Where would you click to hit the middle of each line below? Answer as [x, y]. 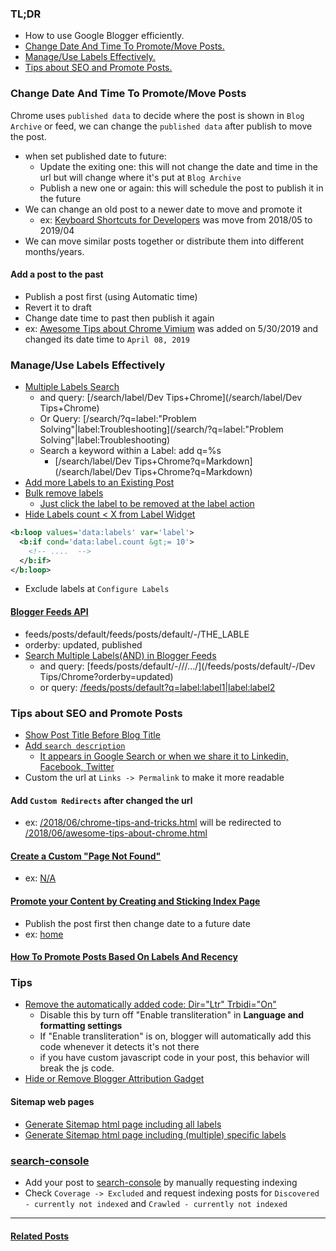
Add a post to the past [57, 274]
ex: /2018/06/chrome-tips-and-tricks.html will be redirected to [153, 823]
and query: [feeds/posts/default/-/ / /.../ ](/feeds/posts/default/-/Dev [177, 666]
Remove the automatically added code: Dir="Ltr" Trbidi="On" [150, 1004]
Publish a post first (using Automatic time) [111, 296]
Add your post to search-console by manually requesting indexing [161, 1182]
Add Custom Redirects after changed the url [101, 800]
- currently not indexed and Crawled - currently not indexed [156, 1203]
